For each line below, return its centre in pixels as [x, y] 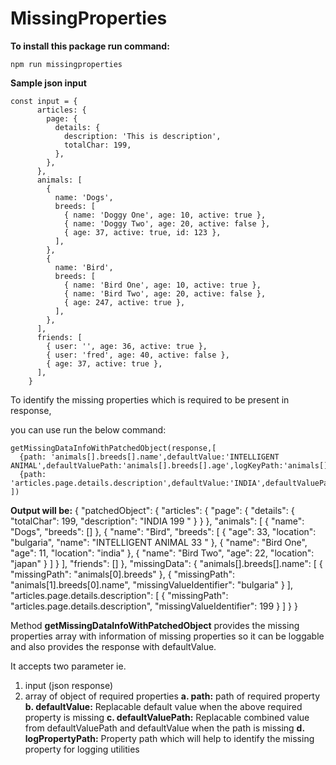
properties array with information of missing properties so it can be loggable [167, 636]
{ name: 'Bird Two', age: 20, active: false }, [165, 293]
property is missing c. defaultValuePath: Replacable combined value [167, 717]
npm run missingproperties [66, 64]
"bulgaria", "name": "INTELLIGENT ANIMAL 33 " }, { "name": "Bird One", [159, 542]
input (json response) [69, 685]
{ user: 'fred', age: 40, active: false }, [138, 355]
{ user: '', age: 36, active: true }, [127, 346]
